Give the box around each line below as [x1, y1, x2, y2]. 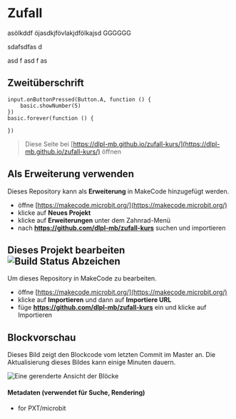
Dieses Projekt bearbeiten [7, 244, 125, 256]
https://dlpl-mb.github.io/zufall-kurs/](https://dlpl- [73, 139, 220, 148]
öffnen [101, 147, 121, 156]
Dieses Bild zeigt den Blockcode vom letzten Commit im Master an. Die [7, 350, 216, 359]
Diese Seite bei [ [24, 139, 73, 148]
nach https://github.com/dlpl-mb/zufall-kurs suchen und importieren [17, 223, 226, 232]
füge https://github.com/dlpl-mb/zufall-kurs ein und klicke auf [17, 303, 207, 312]
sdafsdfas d [7, 42, 43, 51]
